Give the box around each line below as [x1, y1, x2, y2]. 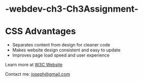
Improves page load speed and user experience [12, 52, 110, 58]
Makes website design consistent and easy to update [12, 47, 121, 53]
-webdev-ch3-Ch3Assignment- [5, 3, 139, 15]
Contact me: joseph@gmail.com [5, 71, 71, 77]
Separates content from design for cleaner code [12, 42, 110, 48]
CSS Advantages [5, 26, 76, 37]
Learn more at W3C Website [5, 62, 63, 68]
